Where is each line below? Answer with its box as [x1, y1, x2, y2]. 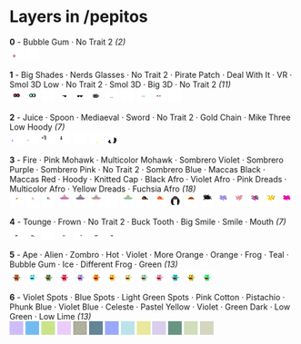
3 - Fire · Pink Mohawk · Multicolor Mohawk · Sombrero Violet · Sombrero [9, 154, 284, 165]
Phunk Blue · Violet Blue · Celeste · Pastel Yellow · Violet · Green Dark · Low [9, 301, 291, 312]
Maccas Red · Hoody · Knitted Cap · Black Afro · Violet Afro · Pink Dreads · [9, 173, 287, 184]
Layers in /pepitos [9, 6, 148, 27]
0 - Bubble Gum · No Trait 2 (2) [9, 36, 126, 47]
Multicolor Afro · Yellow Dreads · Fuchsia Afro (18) [9, 183, 196, 194]
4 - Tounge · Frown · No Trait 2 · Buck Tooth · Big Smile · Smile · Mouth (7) [9, 216, 286, 227]
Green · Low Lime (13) [9, 310, 92, 321]
